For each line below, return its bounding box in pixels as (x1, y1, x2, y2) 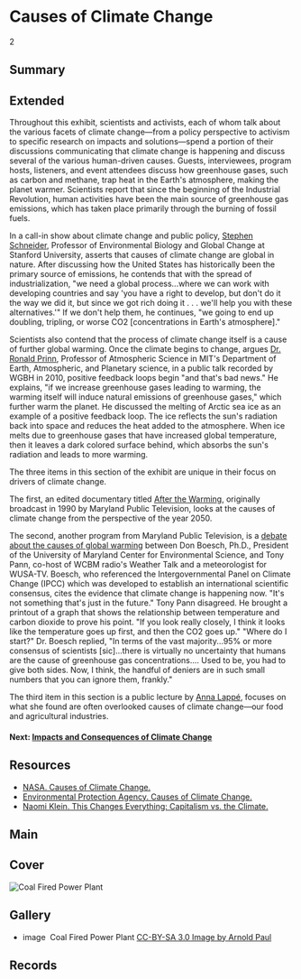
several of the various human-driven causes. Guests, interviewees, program (9, 155, 292, 166)
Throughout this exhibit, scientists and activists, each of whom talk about (9, 117, 281, 128)
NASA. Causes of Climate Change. (22, 781, 151, 792)
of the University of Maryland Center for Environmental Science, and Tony (9, 550, 285, 560)
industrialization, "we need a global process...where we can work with (9, 278, 270, 290)
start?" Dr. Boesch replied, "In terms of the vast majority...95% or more (9, 636, 272, 647)
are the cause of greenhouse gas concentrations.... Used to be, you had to (9, 655, 287, 666)
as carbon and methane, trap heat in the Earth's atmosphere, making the (9, 174, 279, 186)
